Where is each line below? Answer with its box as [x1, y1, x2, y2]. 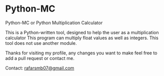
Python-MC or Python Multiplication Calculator [5, 20, 103, 26]
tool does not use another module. [5, 40, 77, 46]
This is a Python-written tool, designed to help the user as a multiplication [5, 29, 159, 35]
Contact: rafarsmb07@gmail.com [5, 65, 74, 71]
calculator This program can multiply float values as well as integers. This [5, 35, 158, 41]
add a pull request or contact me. [5, 55, 75, 61]
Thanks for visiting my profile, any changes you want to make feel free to [5, 50, 158, 56]
